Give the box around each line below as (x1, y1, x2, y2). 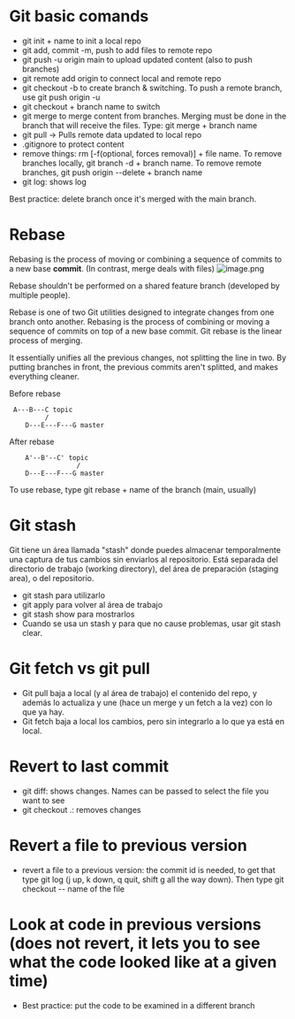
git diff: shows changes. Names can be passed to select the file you (21, 785, 269, 796)
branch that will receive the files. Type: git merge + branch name (21, 119, 258, 130)
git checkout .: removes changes (21, 804, 141, 815)
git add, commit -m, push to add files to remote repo (21, 44, 213, 55)
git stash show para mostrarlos (21, 609, 135, 619)
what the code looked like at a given (9, 952, 277, 972)
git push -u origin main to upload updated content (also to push (21, 54, 253, 65)
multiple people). (9, 289, 71, 300)
